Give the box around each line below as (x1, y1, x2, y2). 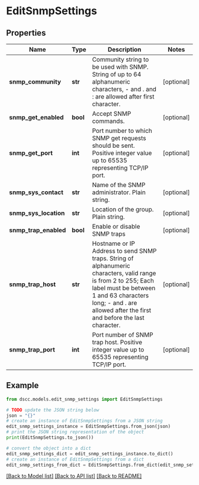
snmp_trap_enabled (9, 226, 66, 234)
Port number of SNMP (92, 331, 153, 339)
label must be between (92, 284, 156, 292)
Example (6, 381, 39, 391)
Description (107, 46, 142, 53)
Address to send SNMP (92, 247, 157, 255)
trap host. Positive (92, 338, 142, 346)
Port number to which (92, 126, 153, 135)
